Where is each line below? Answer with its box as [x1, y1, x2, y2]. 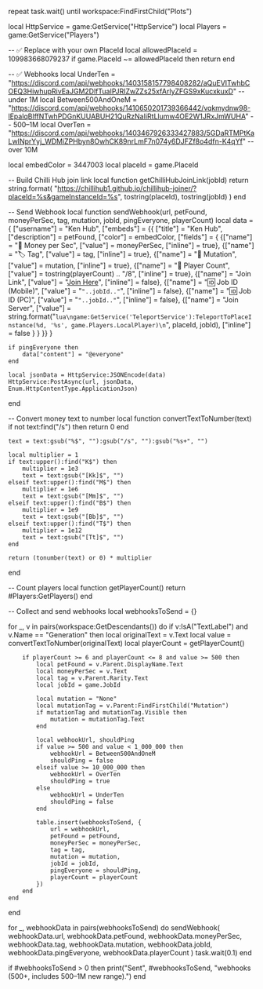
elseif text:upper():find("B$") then [8, 499, 131, 507]
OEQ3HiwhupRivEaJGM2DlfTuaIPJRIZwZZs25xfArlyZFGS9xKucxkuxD [8, 86, 233, 96]
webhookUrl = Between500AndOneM [49, 750, 156, 757]
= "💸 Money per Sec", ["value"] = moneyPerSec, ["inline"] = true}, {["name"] [8, 241, 254, 250]
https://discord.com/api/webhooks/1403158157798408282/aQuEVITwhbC [11, 78, 250, 87]
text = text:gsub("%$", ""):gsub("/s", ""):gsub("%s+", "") [8, 437, 209, 445]
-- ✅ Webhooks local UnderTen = [8, 70, 116, 78]
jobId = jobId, [49, 859, 100, 867]
